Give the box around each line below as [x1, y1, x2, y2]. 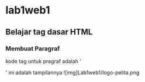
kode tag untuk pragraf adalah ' [5, 57, 81, 64]
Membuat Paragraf [5, 45, 60, 53]
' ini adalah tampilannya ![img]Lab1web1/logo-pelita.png [5, 69, 140, 76]
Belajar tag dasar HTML [5, 27, 93, 37]
